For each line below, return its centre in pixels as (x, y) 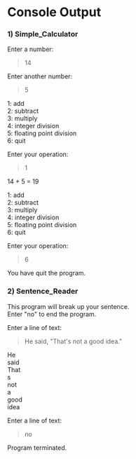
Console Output (54, 12)
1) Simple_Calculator (43, 34)
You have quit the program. (47, 273)
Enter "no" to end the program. (52, 314)
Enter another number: (40, 76)
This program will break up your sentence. (68, 306)
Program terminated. (37, 447)
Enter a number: (30, 49)
